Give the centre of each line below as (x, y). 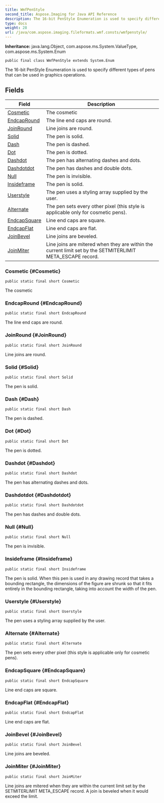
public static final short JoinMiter (43, 777)
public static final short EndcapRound (46, 313)
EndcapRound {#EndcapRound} (44, 303)
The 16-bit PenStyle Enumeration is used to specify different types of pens (80, 70)
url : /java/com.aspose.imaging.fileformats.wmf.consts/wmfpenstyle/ (76, 32)
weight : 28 (16, 28)
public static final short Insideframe (46, 569)
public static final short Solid (39, 377)
